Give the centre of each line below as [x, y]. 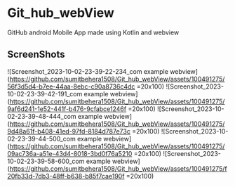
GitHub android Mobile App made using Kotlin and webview [93, 32]
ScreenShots [36, 54]
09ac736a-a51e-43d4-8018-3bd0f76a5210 [70, 153]
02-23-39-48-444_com [42, 116]
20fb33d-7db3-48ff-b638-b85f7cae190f [66, 176]
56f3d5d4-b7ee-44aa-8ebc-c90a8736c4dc [71, 86]
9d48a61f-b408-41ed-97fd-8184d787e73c [69, 131]
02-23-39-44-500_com [41, 138]
